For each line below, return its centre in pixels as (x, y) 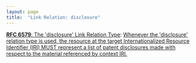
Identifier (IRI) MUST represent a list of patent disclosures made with (91, 47)
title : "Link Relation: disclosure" (53, 17)
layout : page (22, 12)
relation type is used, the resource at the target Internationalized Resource (98, 41)
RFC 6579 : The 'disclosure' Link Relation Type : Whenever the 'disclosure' (97, 34)
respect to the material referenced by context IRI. (67, 53)
